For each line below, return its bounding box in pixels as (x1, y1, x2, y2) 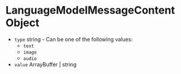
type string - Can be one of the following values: (14, 36, 133, 43)
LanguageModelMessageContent (5, 4, 175, 17)
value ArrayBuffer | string (14, 60, 77, 68)
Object (5, 16, 40, 30)
